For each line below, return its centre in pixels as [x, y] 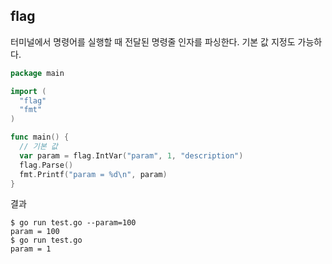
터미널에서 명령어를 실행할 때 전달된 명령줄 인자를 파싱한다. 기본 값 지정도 [153, 41]
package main [37, 73]
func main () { [40, 137]
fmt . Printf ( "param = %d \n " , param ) [93, 174]
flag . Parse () [46, 165]
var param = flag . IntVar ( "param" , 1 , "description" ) [131, 155]
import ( [28, 91]
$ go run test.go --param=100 [73, 223]
